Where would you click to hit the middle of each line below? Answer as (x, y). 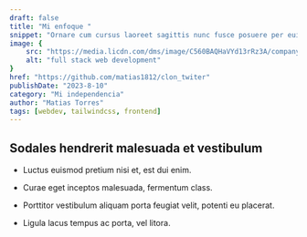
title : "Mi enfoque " (51, 26)
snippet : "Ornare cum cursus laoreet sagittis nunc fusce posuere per (147, 35)
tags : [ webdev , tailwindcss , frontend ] (85, 111)
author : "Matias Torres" (57, 103)
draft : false (34, 18)
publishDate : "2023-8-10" (58, 86)
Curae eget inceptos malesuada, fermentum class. (117, 188)
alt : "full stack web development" (94, 60)
